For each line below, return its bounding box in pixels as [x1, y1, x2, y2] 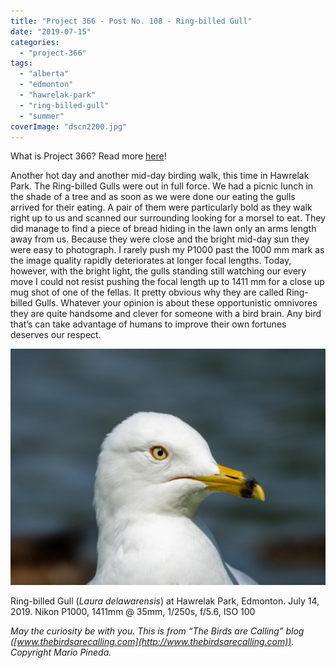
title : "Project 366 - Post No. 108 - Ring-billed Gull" [10, 16, 253, 26]
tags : [10, 58, 33, 69]
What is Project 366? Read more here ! [10, 150, 167, 162]
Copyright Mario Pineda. [10, 646, 112, 659]
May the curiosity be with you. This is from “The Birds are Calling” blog [10, 625, 305, 637]
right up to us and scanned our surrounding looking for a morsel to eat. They [10, 212, 326, 224]
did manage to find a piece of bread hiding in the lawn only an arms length [10, 223, 317, 235]
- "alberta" [19, 69, 70, 79]
